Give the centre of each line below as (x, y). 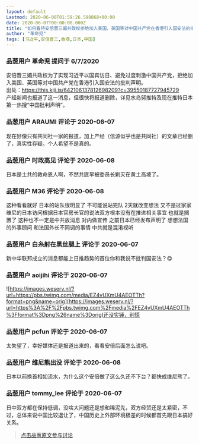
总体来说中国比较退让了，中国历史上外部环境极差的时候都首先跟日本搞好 (105, 415)
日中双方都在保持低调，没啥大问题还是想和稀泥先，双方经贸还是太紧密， (94, 407)
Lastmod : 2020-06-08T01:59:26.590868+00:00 (61, 17)
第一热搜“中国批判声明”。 (37, 105)
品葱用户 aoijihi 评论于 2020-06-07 (57, 275)
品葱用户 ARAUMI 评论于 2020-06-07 (60, 122)
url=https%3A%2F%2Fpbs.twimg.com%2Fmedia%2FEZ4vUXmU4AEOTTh (98, 307)
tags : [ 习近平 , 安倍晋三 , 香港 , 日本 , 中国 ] (51, 39)
